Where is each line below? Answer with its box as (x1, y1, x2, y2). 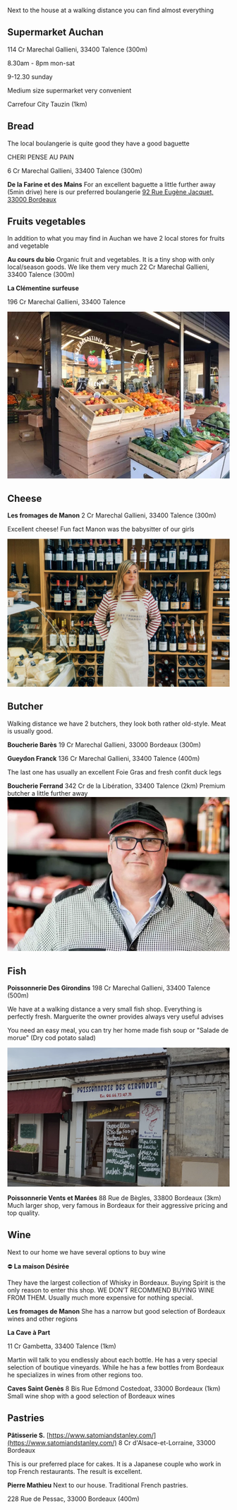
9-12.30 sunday (7, 72, 53, 80)
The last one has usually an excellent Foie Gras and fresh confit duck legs (7, 767, 222, 776)
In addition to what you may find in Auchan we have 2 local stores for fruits (7, 234, 225, 243)
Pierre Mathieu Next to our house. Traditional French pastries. (7, 1480, 188, 1489)
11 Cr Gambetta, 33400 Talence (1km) (7, 1341, 116, 1350)
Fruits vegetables (7, 215, 86, 228)
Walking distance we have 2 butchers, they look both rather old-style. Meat (7, 719, 226, 728)
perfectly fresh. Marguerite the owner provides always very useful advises (7, 1012, 224, 1021)
